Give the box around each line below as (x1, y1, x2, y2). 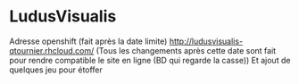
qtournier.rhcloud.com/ (9, 45, 95, 55)
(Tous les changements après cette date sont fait (96, 45, 277, 55)
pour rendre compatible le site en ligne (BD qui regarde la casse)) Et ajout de (9, 55, 291, 65)
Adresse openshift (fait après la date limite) (9, 36, 168, 46)
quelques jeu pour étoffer (9, 64, 103, 75)
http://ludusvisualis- (169, 36, 244, 46)
